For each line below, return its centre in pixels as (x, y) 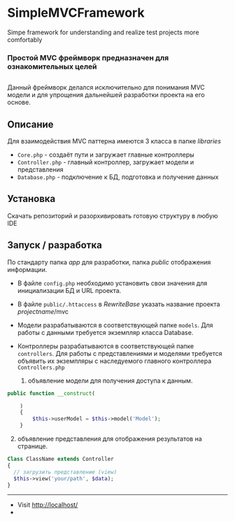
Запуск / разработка (55, 245)
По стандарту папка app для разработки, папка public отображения (109, 262)
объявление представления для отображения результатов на (110, 439)
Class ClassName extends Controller (60, 459)
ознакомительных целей (52, 66)
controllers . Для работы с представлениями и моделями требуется (120, 353)
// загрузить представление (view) (65, 472)
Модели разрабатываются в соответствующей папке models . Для (115, 325)
